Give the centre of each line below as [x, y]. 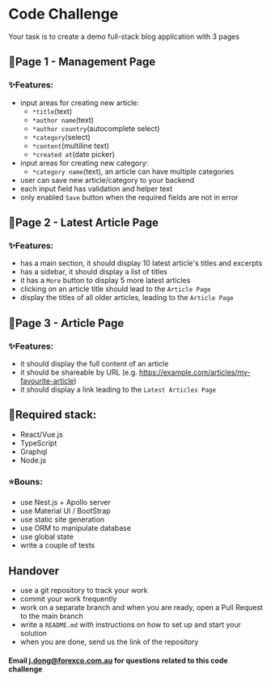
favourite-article [47, 381]
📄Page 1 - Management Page [82, 62]
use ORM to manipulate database [76, 528]
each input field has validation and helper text [96, 189]
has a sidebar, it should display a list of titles [93, 272]
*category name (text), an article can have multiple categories [133, 172]
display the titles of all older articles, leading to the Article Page [127, 298]
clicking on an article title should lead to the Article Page [115, 289]
